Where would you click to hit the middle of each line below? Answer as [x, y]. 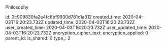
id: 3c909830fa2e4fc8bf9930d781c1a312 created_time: [63, 17]
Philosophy [17, 7]
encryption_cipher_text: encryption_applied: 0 [100, 33]
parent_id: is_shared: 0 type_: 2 [38, 38]
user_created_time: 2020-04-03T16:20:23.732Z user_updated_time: [76, 27]
